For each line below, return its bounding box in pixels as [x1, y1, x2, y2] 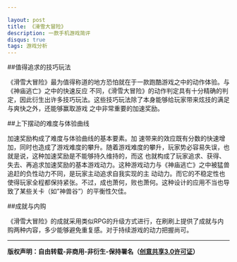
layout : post [7, 16, 46, 23]
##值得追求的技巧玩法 [7, 63, 71, 71]
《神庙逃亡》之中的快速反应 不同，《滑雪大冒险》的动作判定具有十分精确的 [7, 87, 222, 95]
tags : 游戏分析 [7, 43, 48, 50]
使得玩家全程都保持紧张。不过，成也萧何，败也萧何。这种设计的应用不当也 [7, 178, 224, 187]
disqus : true [7, 36, 46, 43]
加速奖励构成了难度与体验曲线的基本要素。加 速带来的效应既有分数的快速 [7, 135, 219, 143]
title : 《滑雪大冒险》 [7, 23, 67, 30]
